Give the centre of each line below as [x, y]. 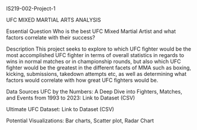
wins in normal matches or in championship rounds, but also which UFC [94, 61]
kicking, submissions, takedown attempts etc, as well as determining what [96, 74]
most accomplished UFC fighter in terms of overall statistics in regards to [95, 55]
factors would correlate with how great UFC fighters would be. [82, 80]
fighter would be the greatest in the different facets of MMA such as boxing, [98, 68]
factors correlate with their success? [51, 37]
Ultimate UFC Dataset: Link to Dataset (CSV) [60, 109]
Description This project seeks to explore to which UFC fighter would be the [98, 49]
